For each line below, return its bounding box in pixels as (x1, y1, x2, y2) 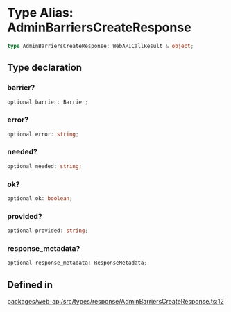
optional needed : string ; (7, 163, 82, 170)
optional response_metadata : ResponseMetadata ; (7, 259, 148, 267)
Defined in (7, 279, 53, 290)
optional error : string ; (7, 131, 79, 138)
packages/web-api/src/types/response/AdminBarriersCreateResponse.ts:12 (7, 297, 224, 306)
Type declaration (7, 62, 82, 74)
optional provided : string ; (7, 227, 89, 234)
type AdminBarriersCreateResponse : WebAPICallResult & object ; (7, 42, 194, 49)
